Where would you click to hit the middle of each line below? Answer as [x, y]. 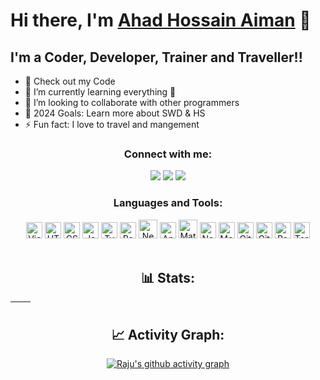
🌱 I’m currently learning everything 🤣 [100, 92]
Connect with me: [168, 154]
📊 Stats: [168, 277]
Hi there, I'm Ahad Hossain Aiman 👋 [161, 20]
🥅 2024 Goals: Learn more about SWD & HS [115, 113]
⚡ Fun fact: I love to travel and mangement [112, 124]
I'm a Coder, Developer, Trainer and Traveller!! [156, 57]
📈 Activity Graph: [168, 334]
